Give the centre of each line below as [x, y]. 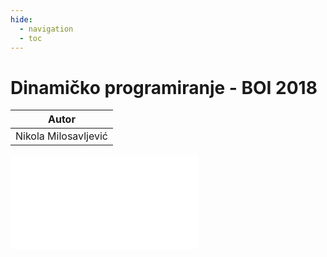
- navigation [46, 29]
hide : [21, 19]
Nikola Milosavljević [61, 136]
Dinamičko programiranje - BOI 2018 [164, 87]
